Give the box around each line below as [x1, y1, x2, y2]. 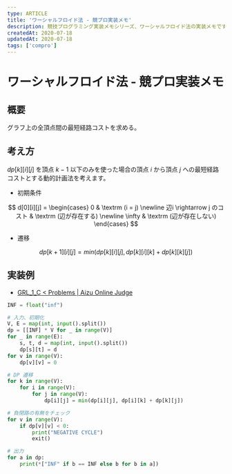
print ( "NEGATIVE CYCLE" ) [32, 429, 104, 436]
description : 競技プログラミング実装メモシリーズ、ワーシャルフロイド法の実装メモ [7, 23, 217, 30]
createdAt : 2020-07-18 [7, 29, 72, 37]
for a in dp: [7, 454, 45, 462]
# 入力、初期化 [7, 314, 45, 321]
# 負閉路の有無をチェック [7, 409, 70, 417]
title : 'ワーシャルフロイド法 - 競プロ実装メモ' [7, 17, 132, 23]
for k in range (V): [7, 378, 64, 385]
